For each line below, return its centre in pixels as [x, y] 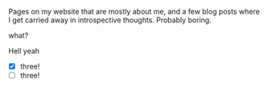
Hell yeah [24, 51]
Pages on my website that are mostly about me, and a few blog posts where [134, 12]
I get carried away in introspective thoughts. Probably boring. [110, 20]
